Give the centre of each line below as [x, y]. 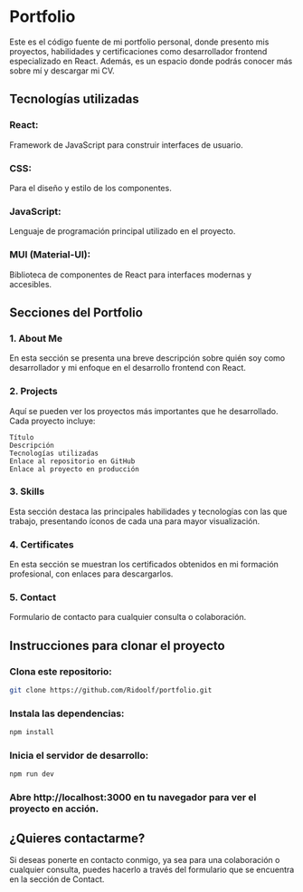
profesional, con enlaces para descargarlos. [91, 574]
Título [22, 437]
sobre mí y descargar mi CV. [62, 71]
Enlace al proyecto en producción [75, 469]
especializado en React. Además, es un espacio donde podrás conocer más [151, 61]
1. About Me [36, 338]
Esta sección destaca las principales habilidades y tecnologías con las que [148, 511]
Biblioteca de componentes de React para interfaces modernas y [130, 275]
